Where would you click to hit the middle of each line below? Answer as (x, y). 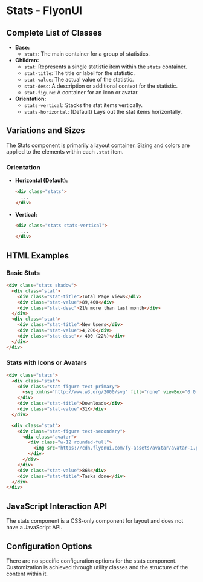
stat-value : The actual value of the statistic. (79, 80)
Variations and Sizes (46, 131)
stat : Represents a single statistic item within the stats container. (105, 67)
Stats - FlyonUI (44, 11)
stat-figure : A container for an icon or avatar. (81, 92)
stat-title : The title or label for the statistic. (79, 73)
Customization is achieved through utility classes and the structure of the (97, 567)
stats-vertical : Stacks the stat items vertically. (83, 105)
